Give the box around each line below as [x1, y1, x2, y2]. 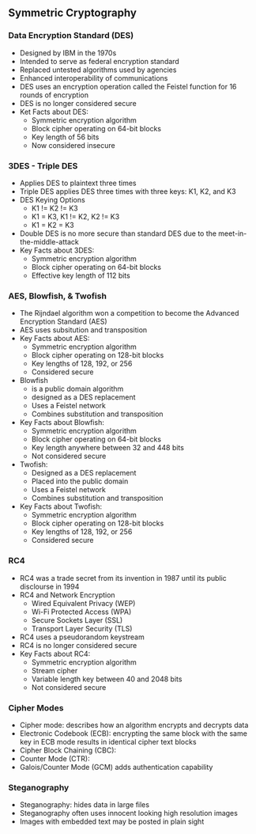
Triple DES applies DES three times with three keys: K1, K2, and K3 [19, 186, 236, 196]
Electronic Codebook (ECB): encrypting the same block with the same [19, 728, 247, 738]
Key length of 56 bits [31, 132, 100, 142]
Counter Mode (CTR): [19, 753, 91, 763]
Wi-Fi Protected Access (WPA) [31, 607, 132, 616]
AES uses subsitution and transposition [19, 325, 148, 335]
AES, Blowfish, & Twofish [8, 290, 107, 301]
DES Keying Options [19, 195, 85, 204]
